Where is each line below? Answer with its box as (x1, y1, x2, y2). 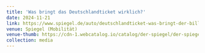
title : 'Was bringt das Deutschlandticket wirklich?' (6, 9, 146, 15)
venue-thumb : (6, 32, 40, 38)
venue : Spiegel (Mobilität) (6, 26, 78, 32)
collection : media (6, 37, 53, 43)
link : (6, 20, 20, 26)
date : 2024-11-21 (6, 15, 51, 21)
